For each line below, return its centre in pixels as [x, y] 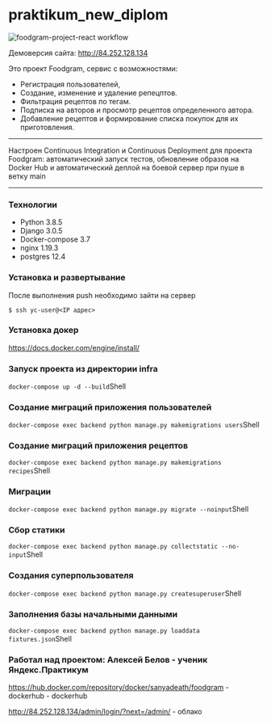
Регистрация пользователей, [70, 84]
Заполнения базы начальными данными [93, 614]
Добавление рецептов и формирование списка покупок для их [129, 118]
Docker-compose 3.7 [55, 239]
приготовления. [47, 127]
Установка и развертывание [67, 278]
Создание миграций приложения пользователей [110, 407]
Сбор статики [37, 529]
